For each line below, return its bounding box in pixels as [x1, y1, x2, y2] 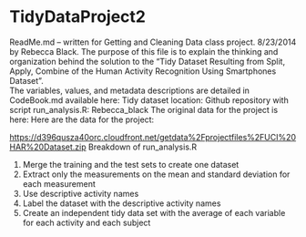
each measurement [22, 178, 96, 189]
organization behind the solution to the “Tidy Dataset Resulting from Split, [9, 56, 285, 67]
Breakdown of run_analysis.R [87, 141, 198, 152]
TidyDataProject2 [9, 6, 146, 27]
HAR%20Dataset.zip [9, 141, 87, 152]
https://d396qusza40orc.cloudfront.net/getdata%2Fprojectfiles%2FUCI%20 [9, 131, 297, 142]
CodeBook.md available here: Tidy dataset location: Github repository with [9, 94, 289, 106]
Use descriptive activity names [22, 188, 139, 199]
